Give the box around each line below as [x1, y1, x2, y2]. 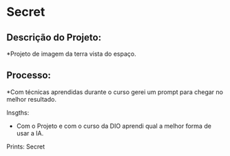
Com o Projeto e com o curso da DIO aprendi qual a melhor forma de [16, 122, 211, 130]
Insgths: [6, 108, 30, 117]
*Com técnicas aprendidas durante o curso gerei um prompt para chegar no [6, 87, 223, 96]
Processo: [6, 69, 51, 81]
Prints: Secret [6, 142, 45, 151]
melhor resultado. [6, 95, 56, 103]
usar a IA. [16, 129, 44, 137]
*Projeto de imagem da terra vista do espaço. [6, 49, 136, 58]
